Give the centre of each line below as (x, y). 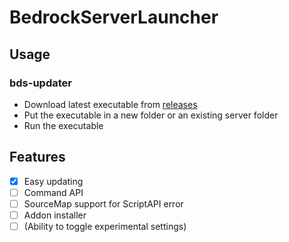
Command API (53, 192)
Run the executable (63, 125)
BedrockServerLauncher (114, 17)
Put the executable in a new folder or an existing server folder (151, 115)
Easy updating (53, 181)
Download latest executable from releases (110, 104)
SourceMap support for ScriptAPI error (103, 203)
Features (37, 157)
